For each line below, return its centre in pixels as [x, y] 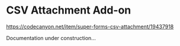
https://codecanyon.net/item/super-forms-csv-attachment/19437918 [90, 27]
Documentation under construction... [51, 38]
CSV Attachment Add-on [69, 10]
